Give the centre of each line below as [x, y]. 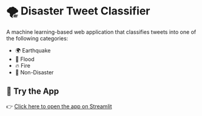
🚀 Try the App [33, 92]
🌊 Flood [25, 59]
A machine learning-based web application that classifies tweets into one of [101, 32]
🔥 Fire [22, 65]
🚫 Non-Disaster [34, 72]
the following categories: [37, 38]
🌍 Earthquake [33, 50]
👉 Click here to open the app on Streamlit [59, 106]
